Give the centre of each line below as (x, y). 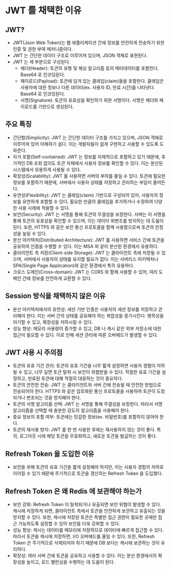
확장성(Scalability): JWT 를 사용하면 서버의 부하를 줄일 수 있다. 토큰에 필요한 (89, 176)
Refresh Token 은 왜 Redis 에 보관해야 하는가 (74, 491)
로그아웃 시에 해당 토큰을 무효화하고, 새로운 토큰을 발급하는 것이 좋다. (88, 436)
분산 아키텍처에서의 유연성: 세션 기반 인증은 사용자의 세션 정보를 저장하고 (85, 309)
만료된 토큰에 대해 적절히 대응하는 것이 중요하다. (76, 379)
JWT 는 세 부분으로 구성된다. (41, 62)
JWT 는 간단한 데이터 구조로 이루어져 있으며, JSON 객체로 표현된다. (80, 55)
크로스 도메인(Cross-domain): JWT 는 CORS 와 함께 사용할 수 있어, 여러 (85, 272)
